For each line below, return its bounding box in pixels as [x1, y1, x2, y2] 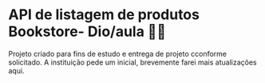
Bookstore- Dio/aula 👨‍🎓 [8, 22, 166, 41]
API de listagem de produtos [8, 6, 200, 24]
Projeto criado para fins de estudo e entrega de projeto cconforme [8, 49, 227, 58]
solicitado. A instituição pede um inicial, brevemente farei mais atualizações [8, 57, 257, 67]
